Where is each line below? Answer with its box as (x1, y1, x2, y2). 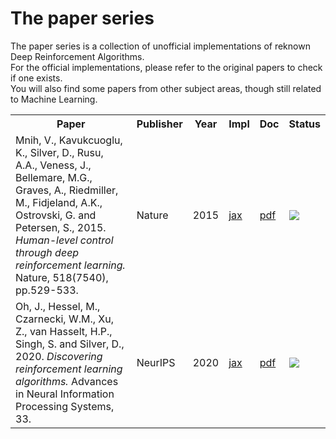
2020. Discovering (15, 349, 103, 363)
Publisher (136, 117, 183, 131)
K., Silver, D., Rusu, (15, 145, 104, 159)
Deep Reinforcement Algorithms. (10, 50, 145, 62)
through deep (15, 245, 80, 259)
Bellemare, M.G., (15, 170, 93, 184)
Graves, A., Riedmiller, (15, 183, 119, 197)
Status (288, 117, 321, 131)
